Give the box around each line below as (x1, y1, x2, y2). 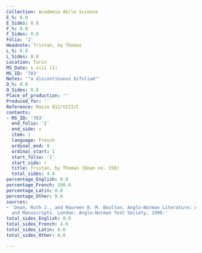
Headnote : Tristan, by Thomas (6, 43, 82, 49)
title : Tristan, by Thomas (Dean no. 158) (11, 165, 120, 171)
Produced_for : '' (6, 98, 50, 104)
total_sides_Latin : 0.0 (6, 227, 66, 233)
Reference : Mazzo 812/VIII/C (6, 103, 79, 110)
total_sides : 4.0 (11, 171, 55, 177)
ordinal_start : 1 (11, 148, 55, 154)
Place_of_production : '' (6, 93, 69, 99)
